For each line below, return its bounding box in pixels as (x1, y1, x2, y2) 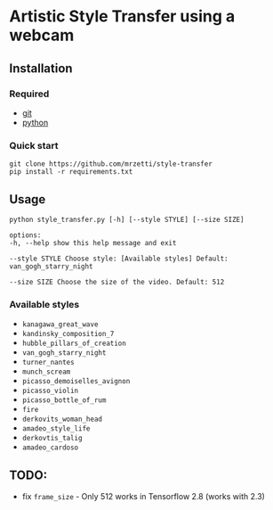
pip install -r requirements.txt (9, 168, 133, 177)
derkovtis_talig (21, 434, 83, 443)
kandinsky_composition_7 (21, 330, 115, 339)
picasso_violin (21, 386, 79, 396)
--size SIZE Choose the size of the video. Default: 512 (9, 277, 225, 286)
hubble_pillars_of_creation (21, 339, 126, 349)
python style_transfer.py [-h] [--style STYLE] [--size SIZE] (9, 215, 245, 224)
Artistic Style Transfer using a (9, 6, 236, 27)
